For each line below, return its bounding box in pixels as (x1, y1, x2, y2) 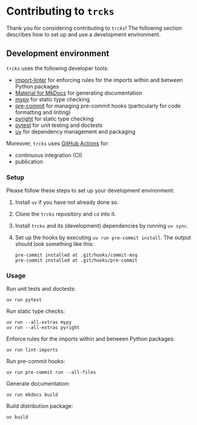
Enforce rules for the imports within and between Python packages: (6, 335, 175, 342)
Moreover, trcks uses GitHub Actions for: (6, 140, 110, 147)
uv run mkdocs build (6, 392, 59, 398)
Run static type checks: (6, 308, 65, 315)
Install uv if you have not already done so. (15, 199, 119, 206)
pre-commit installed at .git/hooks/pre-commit (15, 257, 138, 263)
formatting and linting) (15, 108, 71, 116)
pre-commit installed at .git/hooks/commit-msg (15, 252, 138, 259)
